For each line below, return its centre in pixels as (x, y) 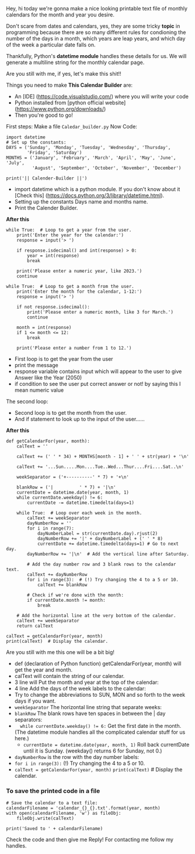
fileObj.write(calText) (46, 819)
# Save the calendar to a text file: (52, 803)
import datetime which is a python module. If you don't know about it (97, 189)
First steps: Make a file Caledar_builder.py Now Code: (72, 126)
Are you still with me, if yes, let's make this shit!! (64, 74)
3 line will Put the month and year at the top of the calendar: (86, 682)
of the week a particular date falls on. (51, 45)
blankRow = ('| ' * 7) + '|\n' (66, 487)
